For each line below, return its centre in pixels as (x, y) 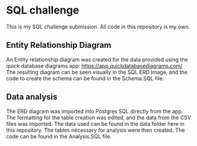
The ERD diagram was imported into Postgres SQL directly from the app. (95, 111)
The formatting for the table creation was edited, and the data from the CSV (99, 117)
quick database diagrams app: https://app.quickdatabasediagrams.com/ (94, 66)
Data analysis (32, 97)
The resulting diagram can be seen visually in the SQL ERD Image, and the (97, 72)
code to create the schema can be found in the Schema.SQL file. (85, 78)
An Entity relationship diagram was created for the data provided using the (97, 59)
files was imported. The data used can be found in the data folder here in (96, 124)
